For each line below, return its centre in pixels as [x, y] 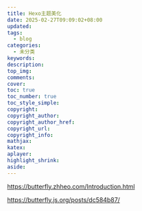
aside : [16, 167]
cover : [16, 84]
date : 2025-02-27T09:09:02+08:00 [55, 20]
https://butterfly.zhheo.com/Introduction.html [71, 186]
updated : [20, 26]
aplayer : [20, 154]
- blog [23, 39]
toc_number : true [32, 97]
